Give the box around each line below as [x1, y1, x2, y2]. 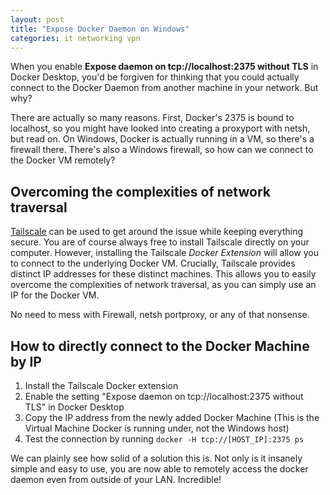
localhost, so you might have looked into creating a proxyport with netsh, [10, 122, 311, 135]
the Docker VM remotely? [10, 154, 116, 166]
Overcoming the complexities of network [10, 183, 271, 200]
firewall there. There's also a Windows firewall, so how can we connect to [10, 144, 314, 156]
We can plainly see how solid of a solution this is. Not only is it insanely [10, 452, 303, 464]
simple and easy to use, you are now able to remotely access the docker [10, 463, 309, 475]
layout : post [10, 14, 65, 25]
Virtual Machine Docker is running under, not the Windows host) [24, 422, 290, 434]
